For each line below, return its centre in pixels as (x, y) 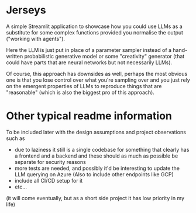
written (15, 56)
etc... (21, 187)
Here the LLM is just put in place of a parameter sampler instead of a (89, 50)
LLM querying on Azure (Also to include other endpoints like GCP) (94, 174)
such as (16, 138)
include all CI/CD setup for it (49, 180)
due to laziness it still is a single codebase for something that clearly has (102, 149)
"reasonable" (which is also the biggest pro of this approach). (80, 92)
